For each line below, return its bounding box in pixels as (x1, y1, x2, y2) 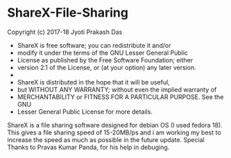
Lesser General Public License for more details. (17, 107, 153, 116)
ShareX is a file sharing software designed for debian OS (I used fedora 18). (7, 121, 223, 129)
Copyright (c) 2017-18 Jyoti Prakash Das (7, 28, 123, 36)
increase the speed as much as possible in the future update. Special (7, 135, 205, 143)
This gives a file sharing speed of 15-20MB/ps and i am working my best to (7, 128, 221, 137)
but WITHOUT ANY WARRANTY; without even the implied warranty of (17, 85, 217, 94)
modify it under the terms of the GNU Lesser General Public (17, 49, 189, 57)
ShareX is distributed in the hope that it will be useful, (17, 78, 170, 86)
